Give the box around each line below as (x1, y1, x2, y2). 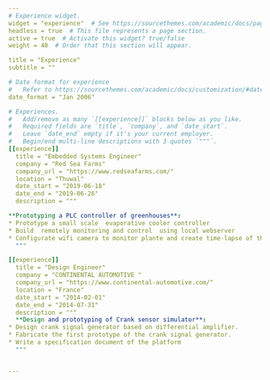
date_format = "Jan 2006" (8, 93, 95, 101)
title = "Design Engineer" (15, 264, 106, 272)
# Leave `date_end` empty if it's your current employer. (8, 130, 215, 138)
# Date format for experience (8, 78, 110, 86)
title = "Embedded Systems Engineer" (15, 152, 142, 161)
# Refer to (8, 85, 52, 93)
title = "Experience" (8, 56, 81, 64)
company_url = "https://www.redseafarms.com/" (15, 167, 174, 175)
